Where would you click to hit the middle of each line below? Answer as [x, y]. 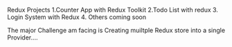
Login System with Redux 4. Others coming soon [77, 17]
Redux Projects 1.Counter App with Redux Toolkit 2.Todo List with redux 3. [113, 10]
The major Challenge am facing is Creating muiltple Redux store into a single [116, 30]
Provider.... [23, 37]
